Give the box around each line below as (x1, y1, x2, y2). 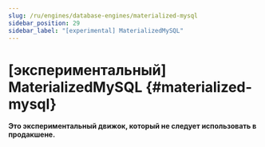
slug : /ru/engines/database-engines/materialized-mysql (8, 11, 198, 20)
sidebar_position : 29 (8, 19, 81, 27)
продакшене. (8, 129, 56, 140)
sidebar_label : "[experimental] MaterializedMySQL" (8, 26, 184, 34)
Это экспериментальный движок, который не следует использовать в (8, 121, 257, 131)
